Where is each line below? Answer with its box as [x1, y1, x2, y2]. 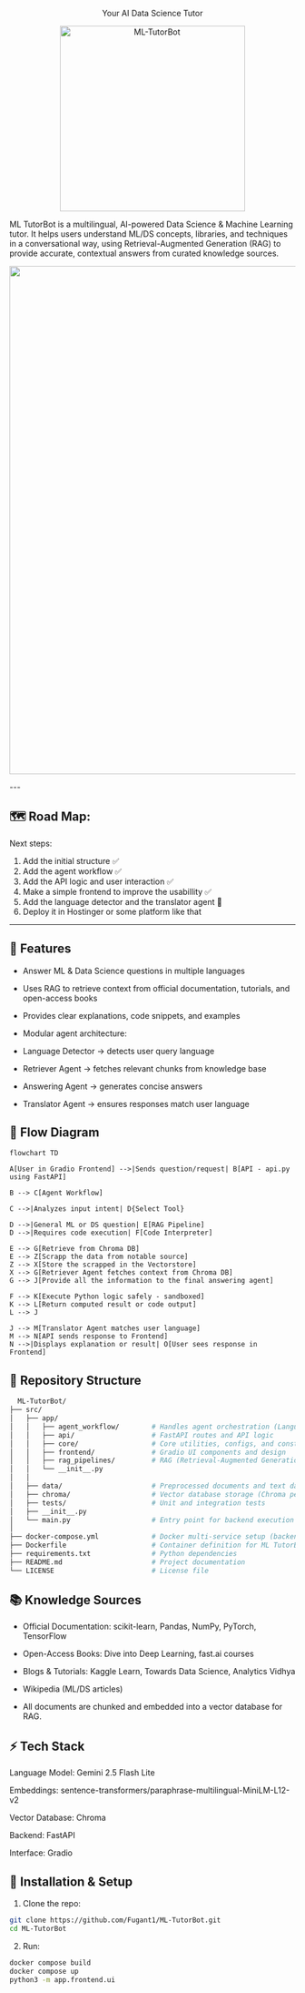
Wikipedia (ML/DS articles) [22, 1683, 123, 1694]
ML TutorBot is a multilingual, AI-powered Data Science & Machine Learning [9, 219, 293, 229]
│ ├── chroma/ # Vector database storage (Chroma [9, 1490, 286, 1499]
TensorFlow [22, 1631, 67, 1642]
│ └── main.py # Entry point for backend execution [9, 1515, 295, 1524]
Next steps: [9, 838, 53, 849]
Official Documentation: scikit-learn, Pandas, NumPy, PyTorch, [22, 1621, 257, 1632]
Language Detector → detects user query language [22, 1045, 215, 1056]
